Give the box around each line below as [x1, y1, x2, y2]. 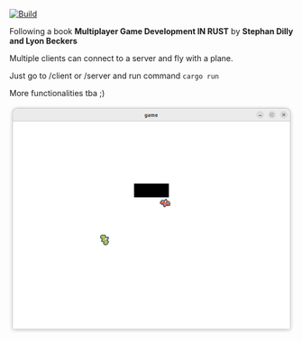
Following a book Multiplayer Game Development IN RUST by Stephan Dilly [9, 26, 294, 36]
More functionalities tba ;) [9, 88, 105, 98]
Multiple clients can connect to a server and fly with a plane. [9, 53, 233, 63]
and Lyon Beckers [9, 36, 78, 46]
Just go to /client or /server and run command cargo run [9, 70, 219, 81]
